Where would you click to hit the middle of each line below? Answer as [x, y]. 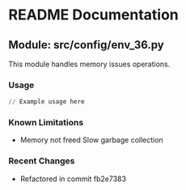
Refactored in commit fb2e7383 [73, 179]
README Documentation [94, 15]
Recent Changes [42, 161]
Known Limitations [46, 123]
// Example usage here [46, 102]
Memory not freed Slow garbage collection [91, 140]
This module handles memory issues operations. [89, 64]
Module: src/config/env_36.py [86, 45]
